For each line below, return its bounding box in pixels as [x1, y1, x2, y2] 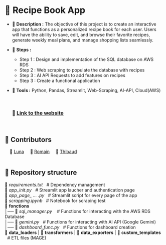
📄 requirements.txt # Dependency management [5, 181, 105, 187]
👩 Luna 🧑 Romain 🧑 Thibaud [9, 148, 77, 154]
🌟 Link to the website [12, 109, 64, 116]
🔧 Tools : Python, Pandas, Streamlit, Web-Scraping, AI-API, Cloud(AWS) [12, 87, 161, 93]
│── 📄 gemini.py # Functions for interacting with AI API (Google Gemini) [5, 218, 156, 224]
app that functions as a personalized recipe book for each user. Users [12, 26, 156, 32]
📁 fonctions [5, 202, 30, 209]
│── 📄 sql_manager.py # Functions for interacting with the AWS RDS [5, 208, 151, 214]
